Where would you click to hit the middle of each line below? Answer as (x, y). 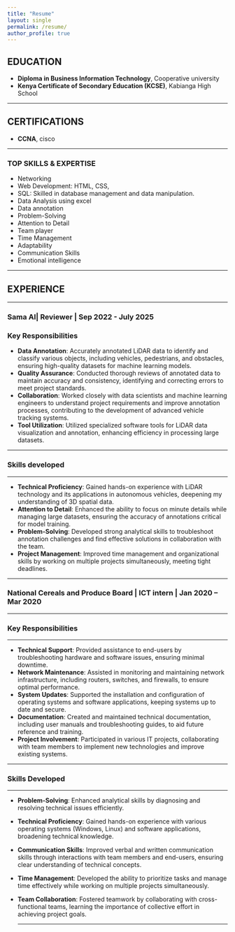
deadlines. (32, 568)
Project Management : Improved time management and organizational (118, 553)
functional (32, 907)
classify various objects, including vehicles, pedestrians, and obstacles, (121, 358)
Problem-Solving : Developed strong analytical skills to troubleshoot (115, 531)
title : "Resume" (31, 14)
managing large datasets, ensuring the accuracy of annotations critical (119, 516)
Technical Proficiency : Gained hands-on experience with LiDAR (110, 486)
